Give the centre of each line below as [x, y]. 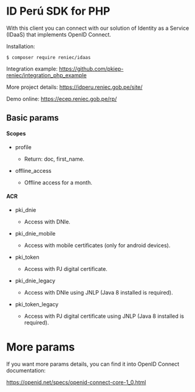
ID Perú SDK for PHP [58, 11]
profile [23, 147]
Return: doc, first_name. [54, 159]
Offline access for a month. [58, 182]
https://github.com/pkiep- [91, 69]
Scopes [16, 133]
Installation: [21, 46]
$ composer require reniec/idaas [49, 57]
